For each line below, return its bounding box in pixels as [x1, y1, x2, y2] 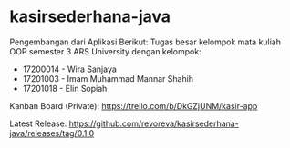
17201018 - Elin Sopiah [22, 83, 108, 94]
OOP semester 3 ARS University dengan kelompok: [9, 45, 202, 56]
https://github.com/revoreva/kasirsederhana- [68, 118, 239, 129]
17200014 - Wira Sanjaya [22, 64, 117, 74]
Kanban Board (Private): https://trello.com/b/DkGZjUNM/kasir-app [9, 100, 258, 111]
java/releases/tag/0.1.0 [9, 127, 95, 138]
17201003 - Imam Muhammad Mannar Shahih [22, 73, 194, 84]
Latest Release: [9, 118, 67, 129]
